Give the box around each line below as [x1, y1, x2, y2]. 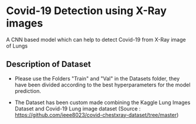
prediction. [14, 87, 41, 95]
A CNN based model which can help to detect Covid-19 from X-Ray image [6, 36, 186, 43]
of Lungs [6, 42, 28, 49]
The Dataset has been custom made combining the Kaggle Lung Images [14, 99, 191, 106]
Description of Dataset [6, 59, 92, 69]
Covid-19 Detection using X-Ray [6, 4, 167, 18]
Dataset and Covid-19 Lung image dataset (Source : [14, 105, 141, 112]
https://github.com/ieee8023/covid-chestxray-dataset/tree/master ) [14, 111, 179, 118]
